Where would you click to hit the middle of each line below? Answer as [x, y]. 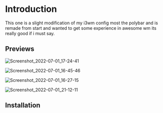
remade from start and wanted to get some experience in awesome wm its [81, 28]
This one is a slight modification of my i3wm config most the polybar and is [81, 23]
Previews [20, 49]
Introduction [31, 9]
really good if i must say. [30, 33]
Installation [23, 105]
